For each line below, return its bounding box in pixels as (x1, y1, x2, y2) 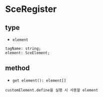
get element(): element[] (12, 78, 66, 83)
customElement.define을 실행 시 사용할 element (5, 88, 99, 93)
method (5, 64, 30, 73)
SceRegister (5, 3, 57, 15)
